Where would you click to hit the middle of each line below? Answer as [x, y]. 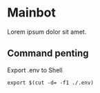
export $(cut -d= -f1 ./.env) [51, 83]
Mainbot [32, 13]
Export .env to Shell [35, 70]
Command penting [48, 53]
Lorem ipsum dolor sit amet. [47, 32]
